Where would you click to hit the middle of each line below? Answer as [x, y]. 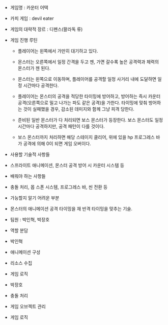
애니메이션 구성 [25, 252]
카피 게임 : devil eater [32, 18]
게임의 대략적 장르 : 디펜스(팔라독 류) [46, 29]
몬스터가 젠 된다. [34, 68]
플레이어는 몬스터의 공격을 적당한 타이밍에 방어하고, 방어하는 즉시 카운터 [89, 96]
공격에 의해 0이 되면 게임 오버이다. [57, 144]
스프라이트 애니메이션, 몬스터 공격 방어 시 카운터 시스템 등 [67, 165]
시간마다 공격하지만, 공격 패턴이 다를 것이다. [61, 126]
